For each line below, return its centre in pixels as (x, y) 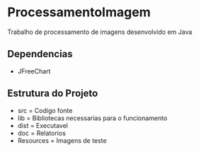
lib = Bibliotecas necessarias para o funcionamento (92, 118)
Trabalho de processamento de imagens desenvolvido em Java (100, 32)
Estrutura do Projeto (53, 94)
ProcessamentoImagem (79, 12)
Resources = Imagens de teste (62, 140)
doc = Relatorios (41, 133)
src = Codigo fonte (45, 110)
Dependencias (40, 54)
